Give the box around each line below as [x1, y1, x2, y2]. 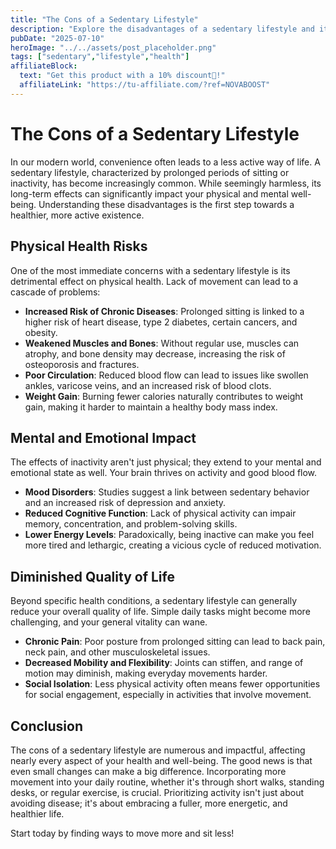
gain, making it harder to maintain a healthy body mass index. [24, 401, 278, 413]
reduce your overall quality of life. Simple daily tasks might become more [10, 606, 311, 618]
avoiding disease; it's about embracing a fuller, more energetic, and [10, 797, 288, 809]
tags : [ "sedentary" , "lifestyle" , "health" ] [10, 52, 190, 62]
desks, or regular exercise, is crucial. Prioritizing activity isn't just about [10, 786, 305, 798]
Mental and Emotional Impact [10, 429, 197, 446]
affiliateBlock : [10, 61, 78, 71]
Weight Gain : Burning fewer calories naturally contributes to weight [24, 390, 304, 402]
